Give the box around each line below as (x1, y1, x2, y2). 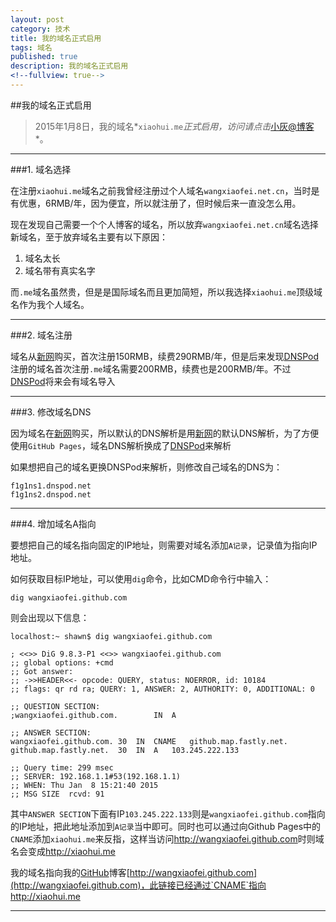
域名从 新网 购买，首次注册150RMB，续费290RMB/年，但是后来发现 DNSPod (10, 350, 320, 362)
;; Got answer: (10, 666, 74, 676)
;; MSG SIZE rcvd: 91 (10, 789, 105, 799)
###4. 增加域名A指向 (10, 517, 97, 530)
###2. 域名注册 (10, 329, 73, 341)
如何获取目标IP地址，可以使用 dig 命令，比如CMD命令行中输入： (10, 572, 272, 585)
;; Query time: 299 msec (10, 762, 114, 773)
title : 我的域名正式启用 (10, 33, 102, 43)
